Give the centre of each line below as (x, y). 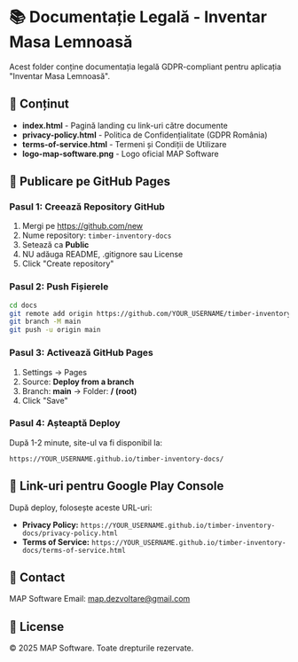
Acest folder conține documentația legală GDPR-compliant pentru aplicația (145, 67)
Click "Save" (45, 400)
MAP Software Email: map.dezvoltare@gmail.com (100, 599)
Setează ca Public (55, 245)
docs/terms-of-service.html (74, 550)
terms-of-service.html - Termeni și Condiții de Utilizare (124, 144)
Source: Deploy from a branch (78, 382)
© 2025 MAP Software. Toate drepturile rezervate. (102, 648)
